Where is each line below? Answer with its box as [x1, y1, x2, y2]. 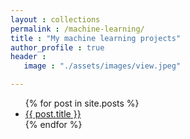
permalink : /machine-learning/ [10, 24, 145, 34]
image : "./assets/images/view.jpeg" [23, 61, 182, 71]
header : [10, 52, 47, 62]
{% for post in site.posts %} [24, 97, 140, 109]
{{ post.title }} [24, 108, 82, 120]
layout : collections [10, 14, 101, 25]
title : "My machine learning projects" [10, 33, 182, 43]
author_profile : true [10, 42, 105, 53]
